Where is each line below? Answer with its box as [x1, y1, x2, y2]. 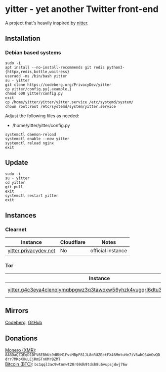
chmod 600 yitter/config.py [5, 91, 63, 96]
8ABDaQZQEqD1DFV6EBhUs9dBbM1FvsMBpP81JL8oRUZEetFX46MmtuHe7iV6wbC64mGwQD [5, 353, 161, 358]
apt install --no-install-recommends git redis [5, 65, 105, 70]
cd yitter [5, 180, 26, 185]
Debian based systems [5, 49, 61, 56]
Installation [5, 34, 41, 43]
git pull [5, 185, 23, 190]
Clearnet [5, 226, 27, 233]
